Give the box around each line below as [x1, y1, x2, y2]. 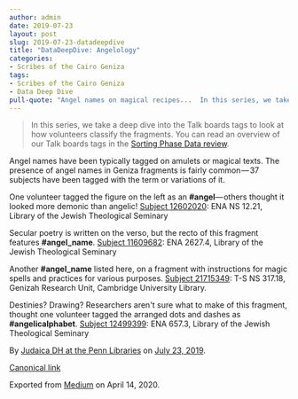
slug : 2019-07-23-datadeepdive [9, 37, 125, 47]
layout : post [9, 29, 58, 38]
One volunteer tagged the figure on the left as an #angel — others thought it [9, 192, 285, 202]
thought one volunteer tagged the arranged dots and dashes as [9, 309, 241, 320]
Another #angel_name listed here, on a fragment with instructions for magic [9, 263, 288, 275]
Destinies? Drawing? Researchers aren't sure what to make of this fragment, [9, 300, 288, 310]
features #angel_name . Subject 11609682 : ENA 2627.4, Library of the [9, 237, 263, 248]
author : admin [9, 12, 62, 22]
